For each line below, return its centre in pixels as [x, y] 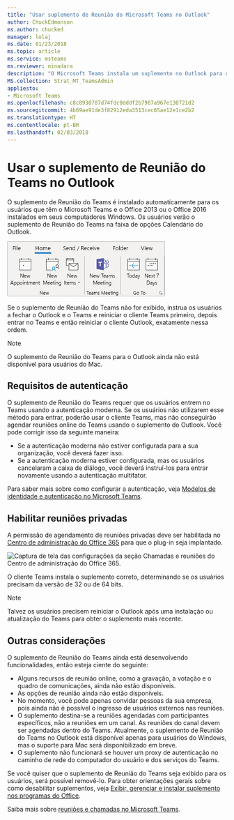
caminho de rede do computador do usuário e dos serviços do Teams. [118, 760]
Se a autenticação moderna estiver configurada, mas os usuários [111, 461]
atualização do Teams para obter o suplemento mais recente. [95, 619]
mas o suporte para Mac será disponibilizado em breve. [97, 745]
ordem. [17, 329]
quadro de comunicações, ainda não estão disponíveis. [96, 686]
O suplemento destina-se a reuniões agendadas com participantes [113, 715]
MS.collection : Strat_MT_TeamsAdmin [60, 81]
